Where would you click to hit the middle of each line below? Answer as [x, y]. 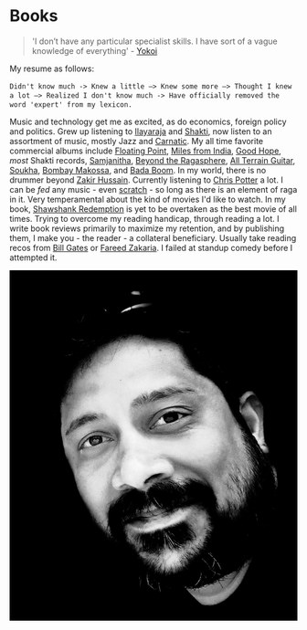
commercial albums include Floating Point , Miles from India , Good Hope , [145, 151]
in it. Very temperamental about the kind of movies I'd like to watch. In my [148, 199]
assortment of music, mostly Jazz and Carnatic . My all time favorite [137, 141]
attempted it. [33, 257]
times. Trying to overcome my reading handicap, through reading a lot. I [144, 218]
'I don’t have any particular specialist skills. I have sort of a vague [154, 41]
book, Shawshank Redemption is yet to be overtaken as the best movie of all [153, 209]
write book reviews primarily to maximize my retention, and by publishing [147, 228]
